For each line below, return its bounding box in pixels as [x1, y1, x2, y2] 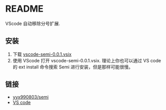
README [5, 3, 44, 15]
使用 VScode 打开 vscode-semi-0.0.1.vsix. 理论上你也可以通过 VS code [12, 57, 161, 63]
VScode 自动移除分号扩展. [5, 20, 60, 26]
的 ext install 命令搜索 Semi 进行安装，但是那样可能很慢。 [12, 64, 133, 70]
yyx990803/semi [12, 94, 49, 100]
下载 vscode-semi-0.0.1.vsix [12, 51, 72, 57]
